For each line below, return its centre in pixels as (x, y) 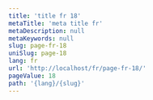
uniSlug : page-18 (38, 53)
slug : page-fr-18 (38, 46)
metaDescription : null (47, 31)
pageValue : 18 (32, 76)
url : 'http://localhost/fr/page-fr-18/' (78, 69)
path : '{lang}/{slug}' (47, 83)
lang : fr (23, 61)
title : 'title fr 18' (45, 16)
